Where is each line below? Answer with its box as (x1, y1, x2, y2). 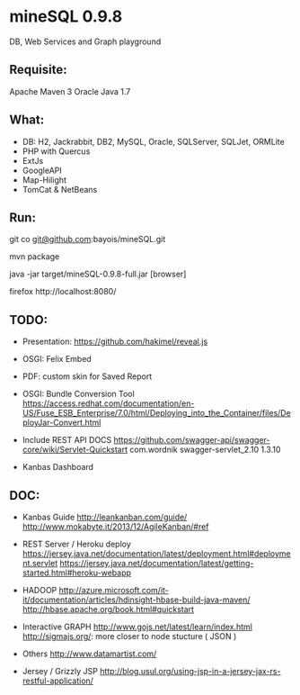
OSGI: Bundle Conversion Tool (22, 389, 135, 400)
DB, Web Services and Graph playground (9, 36, 162, 47)
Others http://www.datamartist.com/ (22, 648, 157, 659)
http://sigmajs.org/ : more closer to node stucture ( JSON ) (22, 631, 237, 641)
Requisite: (9, 62, 67, 77)
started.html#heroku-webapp (22, 567, 132, 578)
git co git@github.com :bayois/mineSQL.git (9, 234, 166, 245)
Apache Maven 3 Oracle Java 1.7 (9, 86, 131, 96)
